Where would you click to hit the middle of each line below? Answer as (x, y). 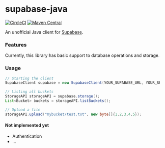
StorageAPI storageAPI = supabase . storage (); (52, 97)
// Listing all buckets (29, 92)
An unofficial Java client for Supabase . (44, 32)
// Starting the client (29, 78)
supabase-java (36, 9)
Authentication (27, 136)
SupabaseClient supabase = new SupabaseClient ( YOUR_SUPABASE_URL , (74, 83)
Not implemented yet (27, 125)
